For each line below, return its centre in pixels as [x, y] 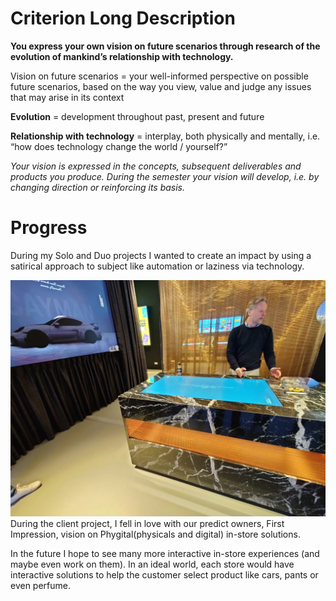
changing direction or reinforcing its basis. [98, 187]
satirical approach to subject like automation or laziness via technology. [157, 266]
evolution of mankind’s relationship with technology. [122, 56]
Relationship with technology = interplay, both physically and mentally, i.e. [165, 136]
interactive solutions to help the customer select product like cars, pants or [164, 574]
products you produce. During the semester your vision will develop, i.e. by [165, 176]
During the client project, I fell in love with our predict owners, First [147, 523]
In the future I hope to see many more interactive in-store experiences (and [165, 553]
